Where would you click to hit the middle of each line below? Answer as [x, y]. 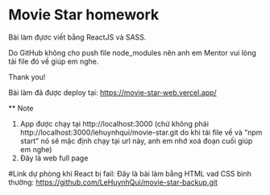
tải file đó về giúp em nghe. [54, 61]
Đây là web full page [54, 158]
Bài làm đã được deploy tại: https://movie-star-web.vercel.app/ [112, 92]
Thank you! [27, 77]
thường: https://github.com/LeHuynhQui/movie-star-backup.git [113, 182]
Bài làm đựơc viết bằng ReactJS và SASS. [77, 37]
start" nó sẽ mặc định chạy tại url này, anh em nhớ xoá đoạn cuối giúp [136, 141]
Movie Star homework [84, 15]
